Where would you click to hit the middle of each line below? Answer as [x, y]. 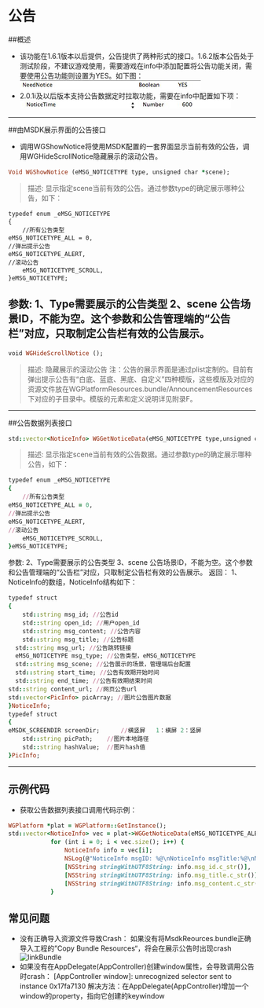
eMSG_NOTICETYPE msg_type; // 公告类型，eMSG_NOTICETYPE [106, 656]
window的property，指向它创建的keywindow [92, 996]
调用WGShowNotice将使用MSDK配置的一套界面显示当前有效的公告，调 [134, 146]
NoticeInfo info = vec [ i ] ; [108, 850]
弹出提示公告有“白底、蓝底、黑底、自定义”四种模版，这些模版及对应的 [141, 379]
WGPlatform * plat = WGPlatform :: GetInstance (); [88, 826]
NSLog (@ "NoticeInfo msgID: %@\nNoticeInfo [135, 859]
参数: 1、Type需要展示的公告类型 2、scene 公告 [125, 304]
